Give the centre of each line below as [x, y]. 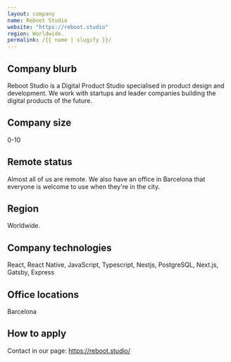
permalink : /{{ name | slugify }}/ [60, 40]
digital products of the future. [50, 100]
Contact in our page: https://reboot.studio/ [69, 351]
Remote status [40, 162]
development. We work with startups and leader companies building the [112, 93]
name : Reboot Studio [38, 20]
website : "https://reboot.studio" [58, 27]
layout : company [31, 14]
